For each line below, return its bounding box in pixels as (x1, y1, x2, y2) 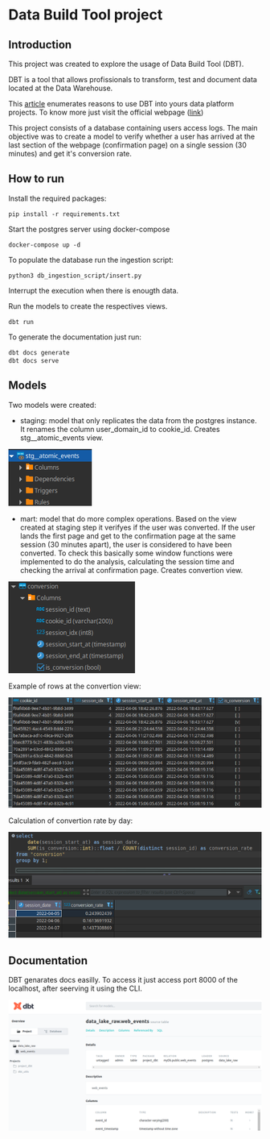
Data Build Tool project (8, 6, 163, 24)
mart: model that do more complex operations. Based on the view (19, 513, 237, 523)
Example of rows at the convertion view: (8, 681, 141, 691)
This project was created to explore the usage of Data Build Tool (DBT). (8, 59, 244, 69)
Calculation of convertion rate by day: (8, 816, 133, 825)
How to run (8, 172, 65, 186)
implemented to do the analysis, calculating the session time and (19, 556, 235, 566)
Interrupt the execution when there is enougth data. (8, 285, 179, 295)
